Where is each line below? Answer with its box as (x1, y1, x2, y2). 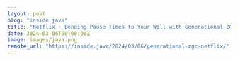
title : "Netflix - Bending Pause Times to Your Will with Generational (7, 23, 223, 30)
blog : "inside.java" (7, 17, 69, 24)
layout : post (7, 10, 46, 18)
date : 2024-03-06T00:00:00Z (7, 29, 91, 37)
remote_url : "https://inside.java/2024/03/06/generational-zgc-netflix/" (7, 43, 230, 50)
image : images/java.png (7, 36, 78, 43)
